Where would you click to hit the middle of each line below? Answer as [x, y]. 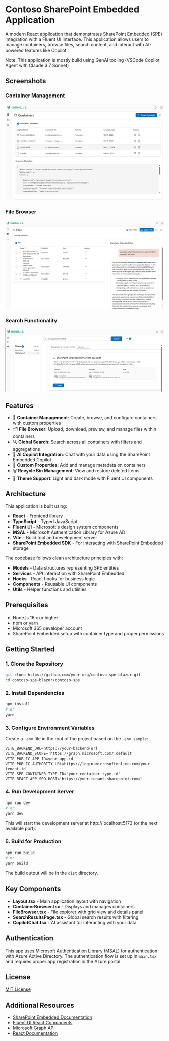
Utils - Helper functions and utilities [49, 589]
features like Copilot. [46, 50]
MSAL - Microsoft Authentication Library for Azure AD [69, 532]
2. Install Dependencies [35, 693]
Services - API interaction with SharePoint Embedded [68, 573]
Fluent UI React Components [42, 1023]
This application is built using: [36, 506]
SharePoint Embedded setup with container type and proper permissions [88, 633]
